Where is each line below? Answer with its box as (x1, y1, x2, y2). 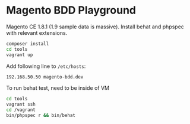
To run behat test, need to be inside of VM (6, 84, 110, 92)
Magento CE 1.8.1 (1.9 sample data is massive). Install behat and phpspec (6, 23, 184, 30)
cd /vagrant (6, 107, 36, 113)
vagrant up (6, 51, 33, 58)
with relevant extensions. (6, 29, 68, 36)
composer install (6, 41, 49, 47)
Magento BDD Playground (6, 4, 137, 17)
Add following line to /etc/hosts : (6, 63, 86, 70)
